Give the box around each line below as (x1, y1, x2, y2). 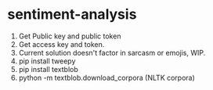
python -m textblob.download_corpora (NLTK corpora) (18, 73, 195, 82)
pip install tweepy (18, 56, 76, 66)
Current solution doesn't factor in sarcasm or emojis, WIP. (18, 48, 206, 57)
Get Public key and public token (18, 31, 121, 41)
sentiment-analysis (7, 5, 137, 23)
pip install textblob (18, 64, 79, 74)
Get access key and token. (18, 39, 105, 49)
